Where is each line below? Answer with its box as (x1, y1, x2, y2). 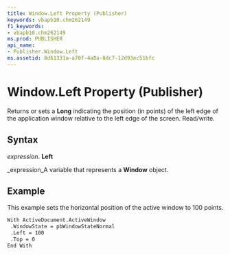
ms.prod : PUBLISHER (7, 36, 63, 42)
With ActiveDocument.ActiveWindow (7, 217, 106, 223)
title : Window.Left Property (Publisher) (7, 10, 128, 17)
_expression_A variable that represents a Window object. (7, 165, 169, 173)
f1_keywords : (7, 23, 45, 29)
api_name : (7, 42, 36, 49)
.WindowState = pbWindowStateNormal (10, 223, 115, 230)
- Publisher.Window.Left (7, 49, 78, 56)
